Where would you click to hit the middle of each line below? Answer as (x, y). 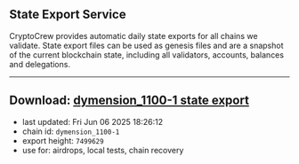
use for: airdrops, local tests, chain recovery (103, 150)
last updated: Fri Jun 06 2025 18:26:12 (92, 121)
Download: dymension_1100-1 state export (129, 101)
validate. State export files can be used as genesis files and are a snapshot (146, 45)
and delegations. (40, 64)
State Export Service (68, 15)
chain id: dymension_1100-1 (71, 131)
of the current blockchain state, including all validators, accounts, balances (147, 55)
